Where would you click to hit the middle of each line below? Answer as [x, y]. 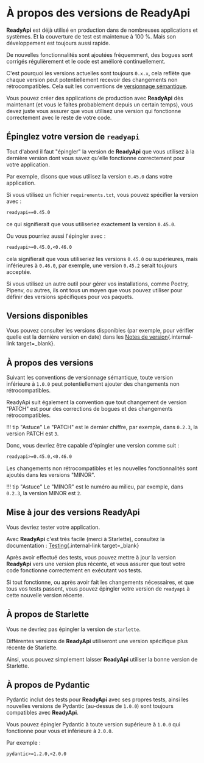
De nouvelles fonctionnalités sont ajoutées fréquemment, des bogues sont [100, 54]
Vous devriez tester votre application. [53, 527]
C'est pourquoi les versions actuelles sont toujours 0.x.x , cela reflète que [98, 73]
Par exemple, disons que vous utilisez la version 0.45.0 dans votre [89, 176]
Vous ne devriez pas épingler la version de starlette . [74, 629]
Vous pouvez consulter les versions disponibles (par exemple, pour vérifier [100, 331]
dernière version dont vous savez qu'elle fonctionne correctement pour [96, 158]
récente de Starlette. [32, 647]
